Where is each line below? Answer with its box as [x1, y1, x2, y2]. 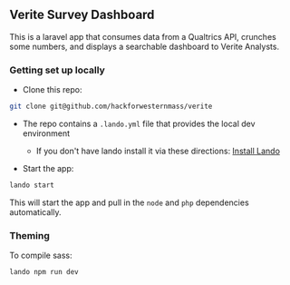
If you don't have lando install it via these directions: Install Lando [35, 145, 281, 156]
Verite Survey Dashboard [9, 7, 155, 23]
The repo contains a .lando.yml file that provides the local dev [22, 118, 256, 129]
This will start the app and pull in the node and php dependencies [9, 197, 249, 208]
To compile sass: [9, 250, 72, 261]
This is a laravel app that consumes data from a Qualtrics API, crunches [9, 31, 276, 42]
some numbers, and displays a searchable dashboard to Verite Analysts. [9, 41, 279, 52]
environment [22, 127, 71, 139]
